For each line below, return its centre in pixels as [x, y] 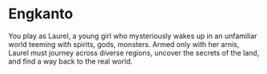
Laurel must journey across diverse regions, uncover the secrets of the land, [134, 53]
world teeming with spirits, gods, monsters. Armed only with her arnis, [124, 44]
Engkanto [41, 14]
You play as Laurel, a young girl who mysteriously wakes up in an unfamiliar [133, 36]
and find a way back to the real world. [71, 61]
